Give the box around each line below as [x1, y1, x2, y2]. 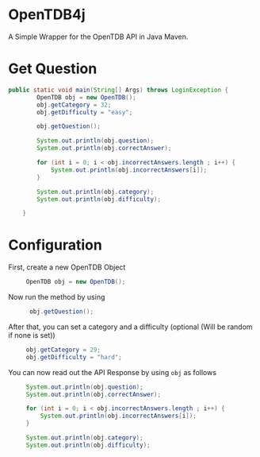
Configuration [8, 236, 103, 254]
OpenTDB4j [8, 6, 86, 24]
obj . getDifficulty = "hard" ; [25, 353, 123, 361]
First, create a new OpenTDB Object [8, 262, 126, 272]
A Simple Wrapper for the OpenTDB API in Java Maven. [8, 32, 189, 41]
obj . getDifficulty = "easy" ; [36, 108, 133, 116]
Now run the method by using [8, 292, 105, 302]
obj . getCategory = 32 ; [36, 101, 112, 109]
